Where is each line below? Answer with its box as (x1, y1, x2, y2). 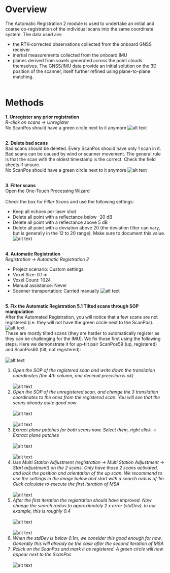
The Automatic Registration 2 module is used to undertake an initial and (5, 20, 155, 27)
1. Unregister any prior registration (5, 114, 80, 120)
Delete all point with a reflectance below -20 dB (12, 214, 113, 220)
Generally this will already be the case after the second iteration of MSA (12, 540, 164, 546)
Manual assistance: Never (12, 282, 67, 289)
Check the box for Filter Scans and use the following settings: (5, 198, 134, 204)
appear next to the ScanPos (12, 551, 72, 557)
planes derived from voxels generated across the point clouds (12, 57, 143, 63)
